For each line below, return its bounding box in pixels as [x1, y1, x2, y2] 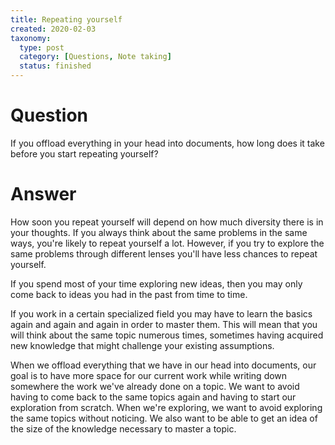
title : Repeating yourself [10, 14, 123, 25]
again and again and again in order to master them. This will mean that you [10, 318, 318, 330]
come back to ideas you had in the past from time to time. [10, 288, 248, 300]
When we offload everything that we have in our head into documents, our [10, 359, 317, 371]
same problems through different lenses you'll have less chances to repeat [10, 247, 318, 260]
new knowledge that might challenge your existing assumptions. [10, 339, 275, 351]
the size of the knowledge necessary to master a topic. [10, 422, 237, 435]
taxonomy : [10, 33, 52, 43]
